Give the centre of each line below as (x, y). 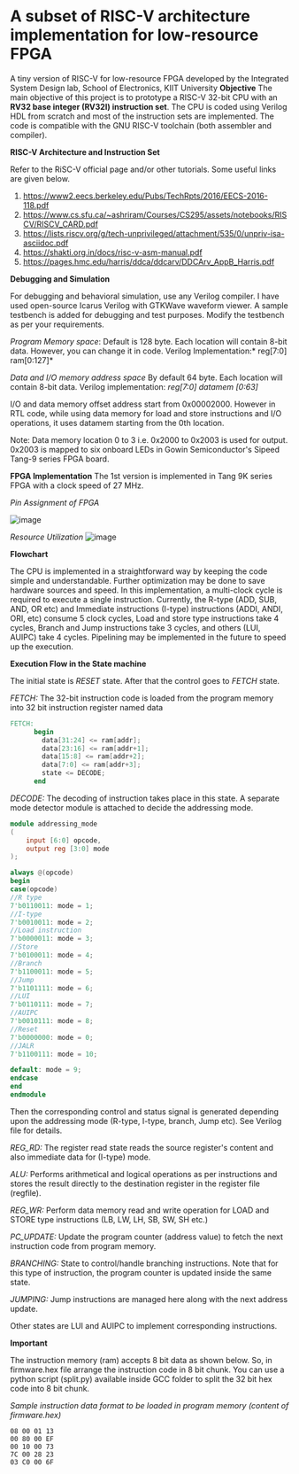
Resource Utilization (46, 537)
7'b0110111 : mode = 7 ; (52, 1005)
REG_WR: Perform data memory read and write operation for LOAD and (140, 1210)
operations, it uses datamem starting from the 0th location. (117, 423)
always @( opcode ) (42, 873)
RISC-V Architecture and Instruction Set (85, 151)
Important (29, 1343)
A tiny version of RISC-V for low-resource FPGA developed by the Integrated (149, 78)
